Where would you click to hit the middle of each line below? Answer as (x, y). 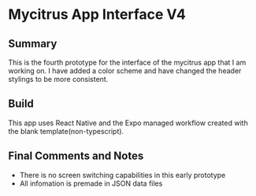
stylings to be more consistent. (58, 79)
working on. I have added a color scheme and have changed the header (125, 71)
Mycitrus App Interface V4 (97, 15)
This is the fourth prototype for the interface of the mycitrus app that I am (127, 62)
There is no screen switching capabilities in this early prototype (122, 175)
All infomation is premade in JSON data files (91, 183)
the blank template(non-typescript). (66, 131)
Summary (33, 44)
